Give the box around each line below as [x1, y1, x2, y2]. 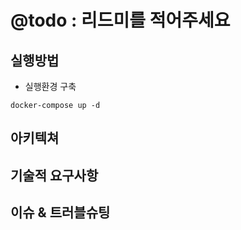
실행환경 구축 [24, 81, 77, 92]
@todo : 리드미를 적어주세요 [10, 9, 231, 32]
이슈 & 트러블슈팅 [10, 204, 111, 221]
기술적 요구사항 [10, 167, 99, 184]
